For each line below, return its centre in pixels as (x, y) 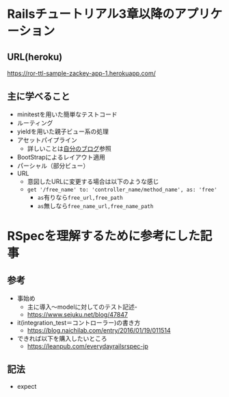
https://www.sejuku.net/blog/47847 (78, 314)
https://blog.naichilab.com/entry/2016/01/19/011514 (99, 330)
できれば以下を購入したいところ (62, 338)
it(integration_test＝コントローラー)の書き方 (79, 322)
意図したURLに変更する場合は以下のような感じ (93, 181)
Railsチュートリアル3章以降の (91, 14)
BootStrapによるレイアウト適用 (61, 157)
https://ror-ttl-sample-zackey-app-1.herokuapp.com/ (81, 73)
